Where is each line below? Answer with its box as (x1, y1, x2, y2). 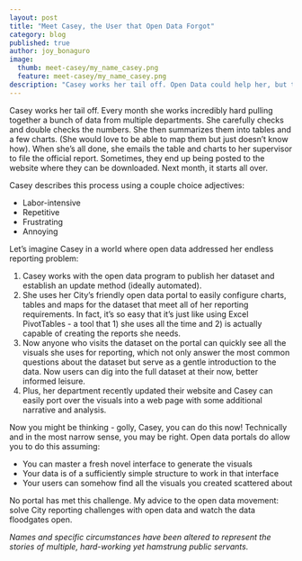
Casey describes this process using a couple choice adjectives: (9, 179, 245, 190)
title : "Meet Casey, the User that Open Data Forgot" (9, 22, 216, 31)
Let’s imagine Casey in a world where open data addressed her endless (9, 243, 274, 254)
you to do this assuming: (9, 440, 101, 451)
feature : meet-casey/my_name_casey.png (17, 72, 167, 81)
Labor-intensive (22, 197, 81, 208)
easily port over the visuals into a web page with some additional (22, 394, 262, 405)
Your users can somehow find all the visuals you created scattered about (22, 477, 293, 488)
